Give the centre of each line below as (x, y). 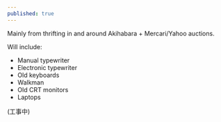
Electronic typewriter (47, 67)
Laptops (29, 97)
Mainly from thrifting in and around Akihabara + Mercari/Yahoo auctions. (111, 33)
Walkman (31, 82)
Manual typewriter (43, 60)
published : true (31, 14)
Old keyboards (38, 75)
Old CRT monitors (43, 89)
